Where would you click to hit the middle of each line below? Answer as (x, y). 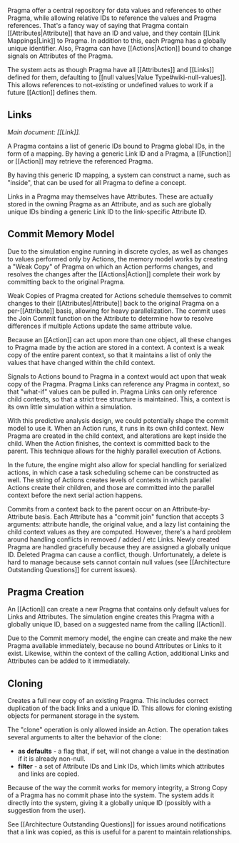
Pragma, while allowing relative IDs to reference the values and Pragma (112, 18)
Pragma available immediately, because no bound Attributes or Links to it (115, 646)
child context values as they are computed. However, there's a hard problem (119, 532)
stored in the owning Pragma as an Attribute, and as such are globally (110, 204)
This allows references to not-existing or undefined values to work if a (110, 85)
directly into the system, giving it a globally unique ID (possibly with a (109, 803)
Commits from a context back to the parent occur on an (89, 509)
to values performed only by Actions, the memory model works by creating (118, 259)
